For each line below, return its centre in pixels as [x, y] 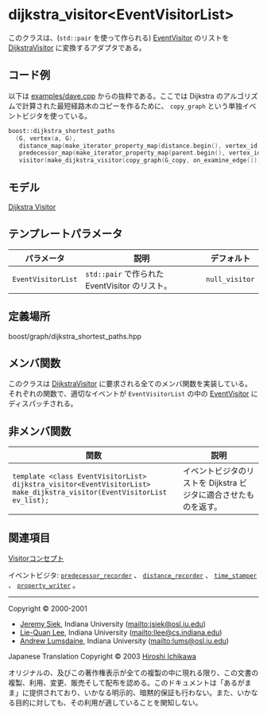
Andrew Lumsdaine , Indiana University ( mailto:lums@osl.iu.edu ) [124, 641]
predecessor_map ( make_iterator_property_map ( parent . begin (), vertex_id [140, 153]
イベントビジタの [215, 471]
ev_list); [31, 500]
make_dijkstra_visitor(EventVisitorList [89, 492]
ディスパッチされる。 [43, 404]
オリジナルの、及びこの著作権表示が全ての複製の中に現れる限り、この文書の [133, 673]
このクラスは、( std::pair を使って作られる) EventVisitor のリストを [119, 37]
